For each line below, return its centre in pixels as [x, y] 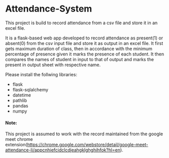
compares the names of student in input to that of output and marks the [79, 59]
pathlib [20, 100]
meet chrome [19, 139]
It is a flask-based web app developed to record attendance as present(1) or [84, 38]
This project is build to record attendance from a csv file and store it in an [81, 23]
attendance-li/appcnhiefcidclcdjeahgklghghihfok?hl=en [63, 150]
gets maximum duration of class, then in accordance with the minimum [79, 48]
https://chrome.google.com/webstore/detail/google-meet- [88, 145]
